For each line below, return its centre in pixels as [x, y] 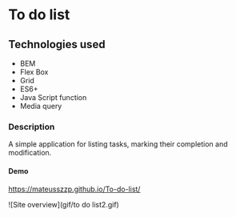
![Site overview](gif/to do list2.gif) [64, 204]
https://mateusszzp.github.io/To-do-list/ [74, 189]
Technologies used [57, 44]
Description [32, 127]
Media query [41, 106]
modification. [30, 153]
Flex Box [34, 72]
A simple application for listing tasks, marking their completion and [118, 144]
